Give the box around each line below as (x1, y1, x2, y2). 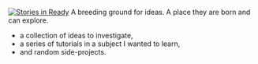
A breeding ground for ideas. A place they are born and (70, 8, 251, 16)
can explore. (8, 16, 49, 25)
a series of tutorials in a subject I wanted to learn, (19, 39, 181, 48)
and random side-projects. (19, 48, 107, 56)
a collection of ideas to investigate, (19, 31, 133, 40)
